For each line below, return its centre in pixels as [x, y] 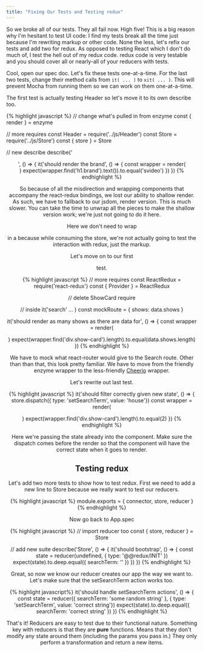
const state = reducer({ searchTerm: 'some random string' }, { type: [102, 599]
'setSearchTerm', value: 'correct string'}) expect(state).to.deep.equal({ [102, 605]
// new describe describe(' [39, 152]
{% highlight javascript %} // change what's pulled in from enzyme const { [99, 116]
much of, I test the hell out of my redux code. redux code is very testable [97, 55]
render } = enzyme [30, 122]
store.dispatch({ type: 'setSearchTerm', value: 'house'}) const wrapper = [102, 400]
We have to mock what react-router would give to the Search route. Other [102, 358]
